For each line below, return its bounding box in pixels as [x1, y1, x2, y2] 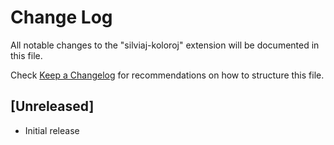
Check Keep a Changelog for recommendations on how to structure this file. [10, 69, 325, 81]
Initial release [24, 124, 80, 136]
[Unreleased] [10, 98, 95, 115]
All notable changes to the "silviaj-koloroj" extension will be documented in [10, 39, 320, 51]
